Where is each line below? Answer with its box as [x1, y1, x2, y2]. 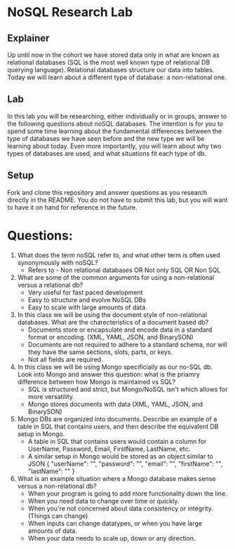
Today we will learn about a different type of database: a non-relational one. [7, 73, 227, 81]
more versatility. [27, 392, 75, 400]
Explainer [7, 32, 50, 44]
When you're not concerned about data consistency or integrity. [27, 504, 214, 513]
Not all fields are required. [27, 355, 103, 363]
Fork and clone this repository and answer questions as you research [7, 188, 208, 196]
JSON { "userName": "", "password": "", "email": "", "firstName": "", [27, 459, 223, 468]
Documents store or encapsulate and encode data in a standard [27, 325, 213, 334]
